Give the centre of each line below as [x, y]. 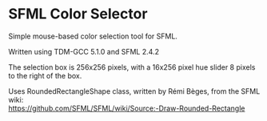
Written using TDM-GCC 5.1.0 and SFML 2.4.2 [84, 51]
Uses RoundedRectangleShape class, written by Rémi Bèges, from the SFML [134, 91]
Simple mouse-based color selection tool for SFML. [93, 36]
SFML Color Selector [78, 14]
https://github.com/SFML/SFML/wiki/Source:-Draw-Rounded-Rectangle [127, 108]
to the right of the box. [45, 75]
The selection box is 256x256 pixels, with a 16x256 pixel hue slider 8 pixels [132, 67]
